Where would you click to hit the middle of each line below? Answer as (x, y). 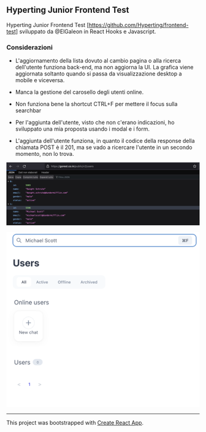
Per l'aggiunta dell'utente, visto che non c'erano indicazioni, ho (95, 123)
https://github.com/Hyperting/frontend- (139, 25)
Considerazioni (30, 47)
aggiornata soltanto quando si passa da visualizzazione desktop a (98, 74)
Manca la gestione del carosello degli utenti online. (79, 92)
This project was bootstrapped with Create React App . (75, 422)
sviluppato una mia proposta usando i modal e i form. (82, 129)
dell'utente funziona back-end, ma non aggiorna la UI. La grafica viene (105, 67)
